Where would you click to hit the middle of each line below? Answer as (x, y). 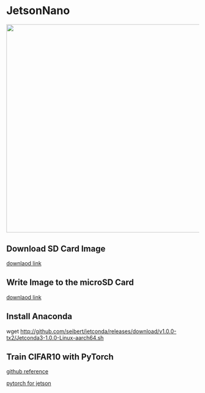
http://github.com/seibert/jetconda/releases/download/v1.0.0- (99, 331)
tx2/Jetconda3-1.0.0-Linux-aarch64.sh (55, 337)
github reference (28, 372)
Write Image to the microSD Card (70, 283)
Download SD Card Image (56, 248)
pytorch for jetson (29, 383)
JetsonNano (38, 11)
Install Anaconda (39, 316)
